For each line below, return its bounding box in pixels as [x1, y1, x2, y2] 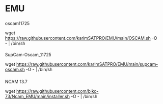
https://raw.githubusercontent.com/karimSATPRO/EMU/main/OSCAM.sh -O [5, 35, 158, 41]
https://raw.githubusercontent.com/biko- [16, 88, 99, 94]
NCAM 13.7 [5, 78, 28, 84]
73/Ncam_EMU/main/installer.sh [5, 93, 70, 99]
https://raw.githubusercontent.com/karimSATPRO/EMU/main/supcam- [16, 61, 158, 67]
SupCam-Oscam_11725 [5, 52, 52, 57]
